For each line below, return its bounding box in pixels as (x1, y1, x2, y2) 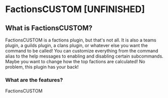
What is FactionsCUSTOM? (5, 24, 93, 32)
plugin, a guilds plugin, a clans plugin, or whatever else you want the (5, 42, 148, 48)
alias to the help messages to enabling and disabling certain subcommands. (5, 53, 163, 59)
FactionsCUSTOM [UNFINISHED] (5, 4, 145, 15)
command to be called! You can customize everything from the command (5, 48, 158, 54)
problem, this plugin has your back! (5, 64, 79, 70)
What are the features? (5, 76, 63, 83)
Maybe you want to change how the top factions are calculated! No (5, 59, 145, 64)
